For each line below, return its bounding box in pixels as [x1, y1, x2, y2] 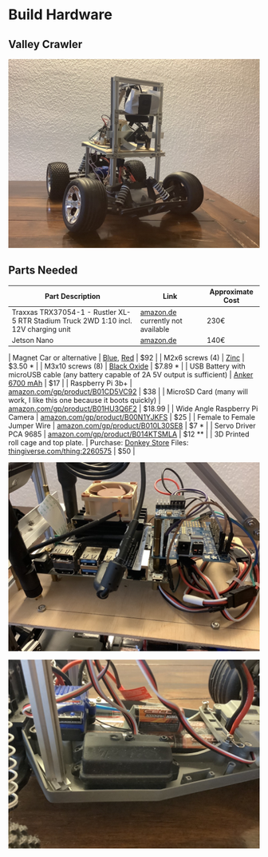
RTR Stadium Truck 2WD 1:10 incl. [18, 316, 132, 325]
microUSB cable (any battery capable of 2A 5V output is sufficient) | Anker [8, 370, 254, 380]
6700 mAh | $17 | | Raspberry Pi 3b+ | [8, 378, 133, 389]
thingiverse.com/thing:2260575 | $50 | [8, 446, 136, 456]
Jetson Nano [11, 335, 54, 345]
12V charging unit [11, 324, 71, 333]
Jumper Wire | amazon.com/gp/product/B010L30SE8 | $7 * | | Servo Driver [8, 421, 256, 431]
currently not [140, 316, 183, 325]
